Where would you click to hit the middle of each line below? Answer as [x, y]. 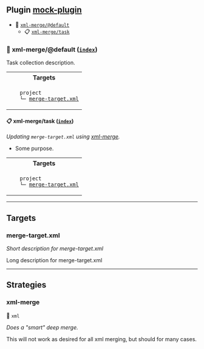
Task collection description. [41, 63]
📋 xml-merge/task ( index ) [40, 121]
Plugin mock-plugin [44, 10]
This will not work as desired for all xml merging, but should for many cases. [102, 339]
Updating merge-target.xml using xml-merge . [63, 137]
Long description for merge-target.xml [54, 260]
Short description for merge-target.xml [55, 249]
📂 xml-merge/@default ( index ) [52, 49]
